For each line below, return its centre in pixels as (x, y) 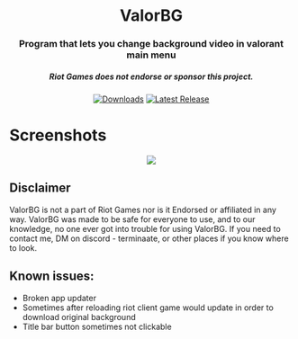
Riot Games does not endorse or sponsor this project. (151, 76)
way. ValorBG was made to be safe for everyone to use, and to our (132, 219)
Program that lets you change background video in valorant (151, 44)
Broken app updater (59, 298)
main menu (151, 55)
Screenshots (58, 135)
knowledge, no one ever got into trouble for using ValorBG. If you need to (145, 228)
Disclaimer (40, 188)
